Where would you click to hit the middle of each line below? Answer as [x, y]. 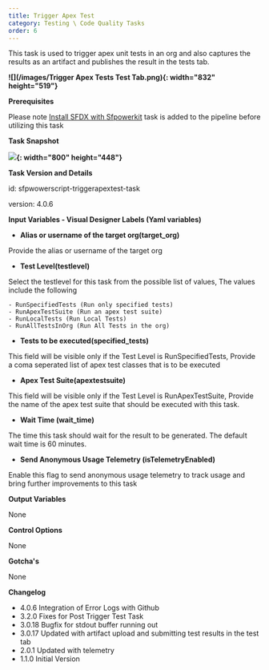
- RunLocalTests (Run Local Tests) [68, 319]
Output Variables [37, 499]
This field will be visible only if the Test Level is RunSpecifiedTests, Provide [132, 357]
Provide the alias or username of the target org [85, 251]
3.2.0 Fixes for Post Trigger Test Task [82, 616]
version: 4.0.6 [31, 204]
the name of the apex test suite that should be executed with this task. [124, 405]
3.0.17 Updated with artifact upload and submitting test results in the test [139, 633]
